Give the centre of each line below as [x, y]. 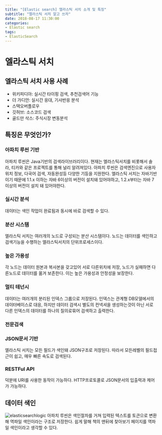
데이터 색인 [21, 403]
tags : [10, 32]
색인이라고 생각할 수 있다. [34, 428]
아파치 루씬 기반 [22, 150]
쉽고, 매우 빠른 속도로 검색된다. [43, 356]
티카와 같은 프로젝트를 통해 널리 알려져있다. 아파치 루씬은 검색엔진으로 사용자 [84, 167]
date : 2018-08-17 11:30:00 [32, 18]
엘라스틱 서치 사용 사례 [37, 81]
